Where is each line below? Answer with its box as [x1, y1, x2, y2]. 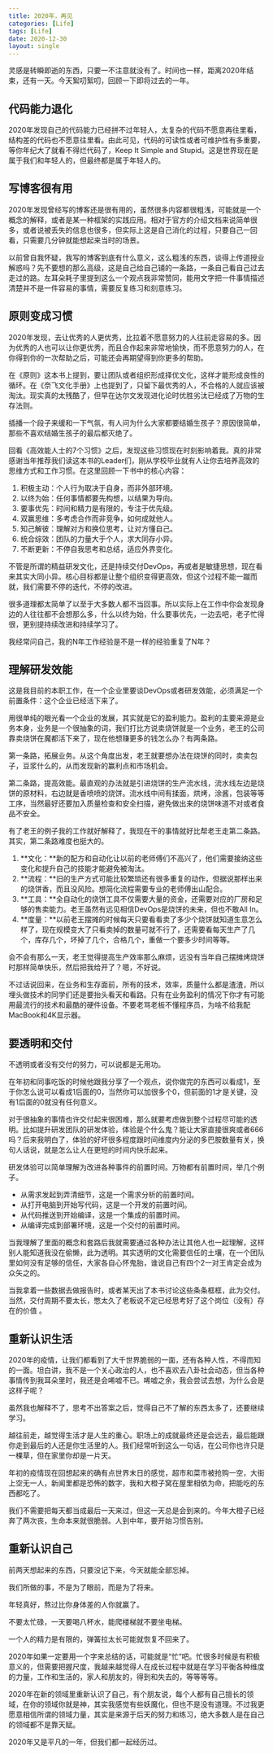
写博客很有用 [8, 182, 73, 195]
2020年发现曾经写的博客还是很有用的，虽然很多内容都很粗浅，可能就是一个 [8, 204, 262, 214]
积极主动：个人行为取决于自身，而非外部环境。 [19, 483, 177, 492]
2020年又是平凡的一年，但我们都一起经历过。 [8, 1737, 162, 1747]
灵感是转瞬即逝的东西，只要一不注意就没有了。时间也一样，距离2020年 [8, 66, 247, 76]
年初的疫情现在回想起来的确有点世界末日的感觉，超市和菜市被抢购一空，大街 [8, 1468, 265, 1477]
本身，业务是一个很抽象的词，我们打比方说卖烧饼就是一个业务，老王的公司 [15, 724, 265, 733]
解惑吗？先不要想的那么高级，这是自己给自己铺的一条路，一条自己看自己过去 [8, 262, 265, 273]
